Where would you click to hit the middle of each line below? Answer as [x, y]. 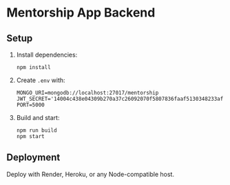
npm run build [36, 130]
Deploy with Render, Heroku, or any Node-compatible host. [91, 174]
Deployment [33, 158]
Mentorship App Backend [81, 13]
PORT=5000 [31, 105]
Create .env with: [41, 80]
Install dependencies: [47, 55]
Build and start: [38, 118]
